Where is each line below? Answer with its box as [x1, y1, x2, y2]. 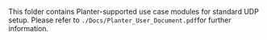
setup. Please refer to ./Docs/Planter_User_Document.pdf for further [8, 15, 232, 25]
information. [8, 24, 49, 33]
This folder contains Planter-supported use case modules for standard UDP [8, 7, 260, 16]
